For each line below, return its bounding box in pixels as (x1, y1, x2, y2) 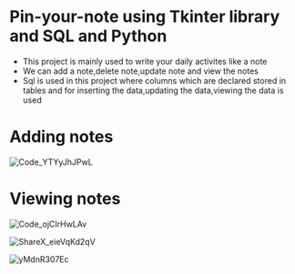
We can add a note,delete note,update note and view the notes (22, 66, 259, 76)
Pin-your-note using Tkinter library (9, 6, 280, 27)
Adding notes (9, 127, 114, 147)
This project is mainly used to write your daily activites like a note (22, 56, 268, 66)
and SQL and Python (9, 25, 168, 46)
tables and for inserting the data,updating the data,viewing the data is (22, 85, 284, 96)
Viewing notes (9, 188, 121, 209)
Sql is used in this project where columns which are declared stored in (22, 75, 287, 86)
